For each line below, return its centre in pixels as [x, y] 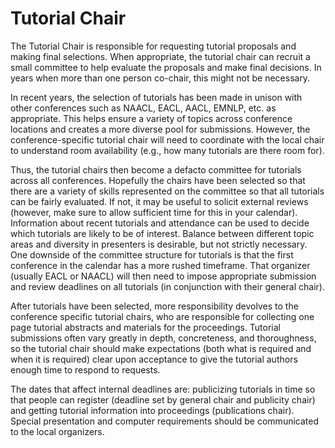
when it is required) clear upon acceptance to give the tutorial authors [154, 359]
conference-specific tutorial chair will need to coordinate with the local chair [167, 139]
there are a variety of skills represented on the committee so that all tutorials [167, 191]
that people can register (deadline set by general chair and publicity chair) [163, 399]
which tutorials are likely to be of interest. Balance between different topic [162, 233]
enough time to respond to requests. [85, 369]
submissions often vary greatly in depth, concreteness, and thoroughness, [163, 338]
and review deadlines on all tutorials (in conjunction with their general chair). [167, 286]
